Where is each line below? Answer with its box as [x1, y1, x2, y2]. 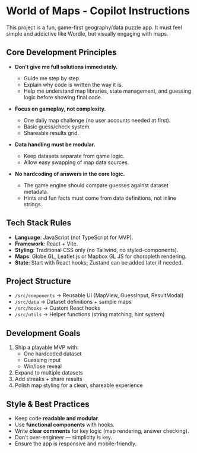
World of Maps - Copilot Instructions [6, 4, 190, 18]
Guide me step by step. [23, 74, 81, 81]
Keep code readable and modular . [14, 415, 100, 421]
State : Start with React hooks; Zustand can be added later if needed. [14, 259, 183, 266]
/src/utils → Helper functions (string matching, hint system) [14, 311, 165, 318]
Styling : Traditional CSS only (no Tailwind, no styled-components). [14, 246, 179, 253]
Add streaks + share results [14, 376, 82, 383]
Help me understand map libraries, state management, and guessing [23, 87, 192, 95]
